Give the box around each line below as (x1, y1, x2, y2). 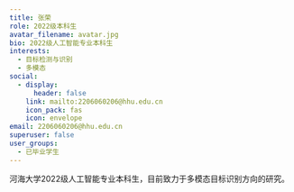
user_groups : (9, 139, 59, 148)
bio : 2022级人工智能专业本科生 (9, 38, 114, 48)
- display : (17, 80, 59, 89)
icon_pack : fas (25, 105, 83, 114)
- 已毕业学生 (17, 147, 60, 156)
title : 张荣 (9, 13, 51, 23)
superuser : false (9, 131, 75, 140)
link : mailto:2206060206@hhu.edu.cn (25, 96, 164, 106)
